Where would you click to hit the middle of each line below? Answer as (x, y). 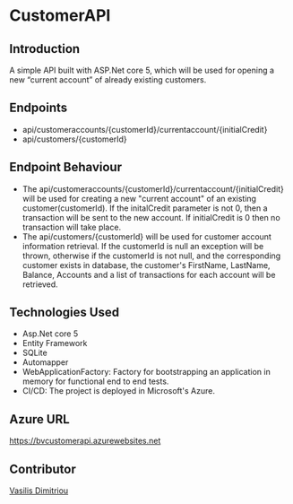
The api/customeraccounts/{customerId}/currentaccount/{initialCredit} (153, 188)
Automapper (45, 362)
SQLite (34, 353)
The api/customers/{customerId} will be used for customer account (146, 236)
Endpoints (39, 108)
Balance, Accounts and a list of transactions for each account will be (149, 274)
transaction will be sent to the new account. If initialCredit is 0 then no (151, 217)
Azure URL (39, 419)
